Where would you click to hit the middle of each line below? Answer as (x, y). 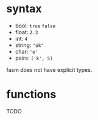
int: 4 (21, 38)
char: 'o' (26, 51)
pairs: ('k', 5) (34, 58)
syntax (24, 9)
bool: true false (35, 26)
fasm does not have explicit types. (49, 69)
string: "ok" (30, 45)
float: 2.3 (26, 32)
